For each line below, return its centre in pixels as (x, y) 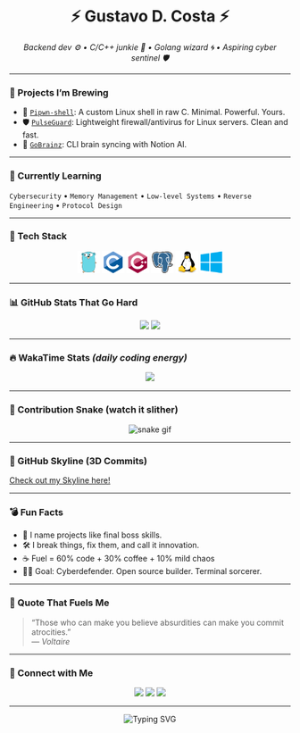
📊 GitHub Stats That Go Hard (74, 302)
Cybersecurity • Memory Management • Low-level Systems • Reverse (130, 196)
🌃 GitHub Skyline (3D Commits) (78, 461)
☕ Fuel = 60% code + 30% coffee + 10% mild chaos (119, 559)
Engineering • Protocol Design (66, 204)
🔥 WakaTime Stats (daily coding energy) (98, 358)
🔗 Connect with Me (51, 672)
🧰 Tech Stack (38, 237)
